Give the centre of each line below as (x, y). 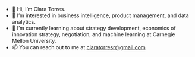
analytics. (23, 22)
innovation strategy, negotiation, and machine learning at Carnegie (93, 34)
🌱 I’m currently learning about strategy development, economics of (94, 28)
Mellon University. (34, 41)
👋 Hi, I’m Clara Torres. (39, 9)
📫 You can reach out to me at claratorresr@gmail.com (78, 47)
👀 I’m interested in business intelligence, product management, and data (100, 15)
